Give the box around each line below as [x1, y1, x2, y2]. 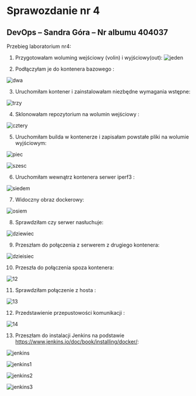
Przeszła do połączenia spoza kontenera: [15, 264, 114, 271]
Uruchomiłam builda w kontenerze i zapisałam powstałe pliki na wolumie [15, 133, 189, 140]
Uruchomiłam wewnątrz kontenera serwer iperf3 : [15, 173, 135, 180]
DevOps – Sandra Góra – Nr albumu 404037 [6, 27, 169, 37]
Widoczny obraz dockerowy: [15, 196, 85, 203]
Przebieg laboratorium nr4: [6, 43, 72, 50]
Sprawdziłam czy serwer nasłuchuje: [15, 219, 104, 225]
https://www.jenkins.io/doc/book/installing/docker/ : [15, 338, 139, 345]
